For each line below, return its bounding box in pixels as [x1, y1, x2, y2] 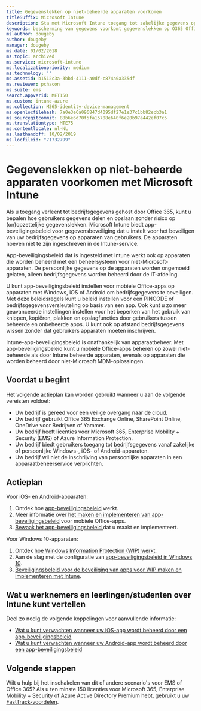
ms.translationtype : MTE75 [6, 120, 74, 126]
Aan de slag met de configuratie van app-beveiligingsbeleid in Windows [14, 553, 193, 561]
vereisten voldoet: [6, 397, 51, 405]
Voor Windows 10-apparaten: [6, 535, 78, 543]
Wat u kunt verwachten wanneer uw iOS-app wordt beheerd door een [14, 627, 187, 634]
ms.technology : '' [6, 70, 52, 76]
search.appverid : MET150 [6, 92, 68, 98]
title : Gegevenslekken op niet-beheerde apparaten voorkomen [6, 8, 162, 15]
